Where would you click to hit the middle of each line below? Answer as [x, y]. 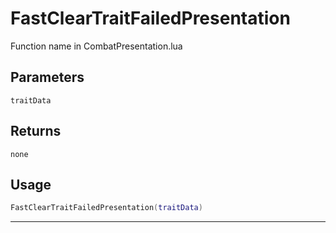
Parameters [47, 77]
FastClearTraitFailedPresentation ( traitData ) [106, 208]
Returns [36, 131]
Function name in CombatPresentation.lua [96, 46]
